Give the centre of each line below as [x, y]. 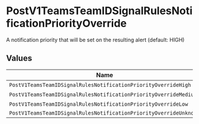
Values [19, 58]
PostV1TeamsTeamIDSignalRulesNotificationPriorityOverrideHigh [100, 85]
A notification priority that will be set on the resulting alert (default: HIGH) [95, 40]
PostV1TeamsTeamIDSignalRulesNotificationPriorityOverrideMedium [103, 94]
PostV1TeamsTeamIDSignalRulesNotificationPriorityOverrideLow [99, 104]
